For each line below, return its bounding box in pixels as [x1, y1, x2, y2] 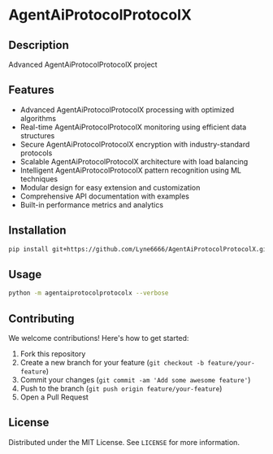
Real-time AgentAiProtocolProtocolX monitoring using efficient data [19, 122, 247, 132]
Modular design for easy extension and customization [19, 182, 201, 192]
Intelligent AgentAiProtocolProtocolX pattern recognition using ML [19, 165, 242, 175]
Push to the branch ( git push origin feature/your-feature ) [19, 384, 223, 393]
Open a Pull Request [19, 392, 89, 402]
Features [8, 83, 54, 97]
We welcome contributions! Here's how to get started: [8, 334, 189, 343]
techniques [19, 173, 58, 184]
